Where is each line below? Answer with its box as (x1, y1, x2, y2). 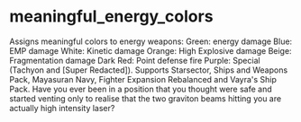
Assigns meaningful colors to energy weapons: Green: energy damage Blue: (9, 36, 293, 47)
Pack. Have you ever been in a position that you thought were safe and (9, 83, 272, 94)
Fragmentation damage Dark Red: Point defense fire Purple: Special (9, 55, 260, 65)
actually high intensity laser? (9, 102, 115, 113)
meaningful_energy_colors (9, 6, 214, 27)
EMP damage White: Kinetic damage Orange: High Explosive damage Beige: (9, 45, 292, 56)
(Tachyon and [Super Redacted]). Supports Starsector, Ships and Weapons (9, 65, 288, 75)
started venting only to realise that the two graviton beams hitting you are (9, 92, 282, 104)
